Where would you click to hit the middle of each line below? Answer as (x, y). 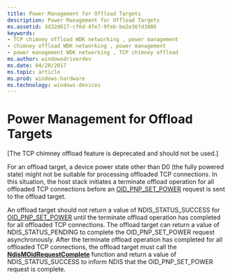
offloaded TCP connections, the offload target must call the (92, 247)
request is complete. (36, 270)
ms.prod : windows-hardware (46, 78)
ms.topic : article (34, 72)
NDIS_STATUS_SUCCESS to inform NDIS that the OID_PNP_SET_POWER (110, 262)
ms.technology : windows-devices (54, 85)
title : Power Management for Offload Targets (74, 14)
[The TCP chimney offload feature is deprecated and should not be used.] (113, 153)
